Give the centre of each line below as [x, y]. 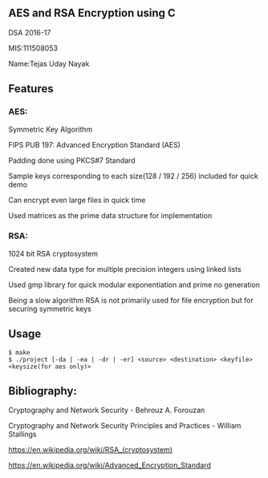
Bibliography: [43, 391]
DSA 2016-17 [30, 32]
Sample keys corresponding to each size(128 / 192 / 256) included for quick [133, 176]
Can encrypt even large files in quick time [77, 200]
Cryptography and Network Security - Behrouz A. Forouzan [107, 410]
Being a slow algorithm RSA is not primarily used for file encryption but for [131, 300]
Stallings [22, 434]
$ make [19, 352]
